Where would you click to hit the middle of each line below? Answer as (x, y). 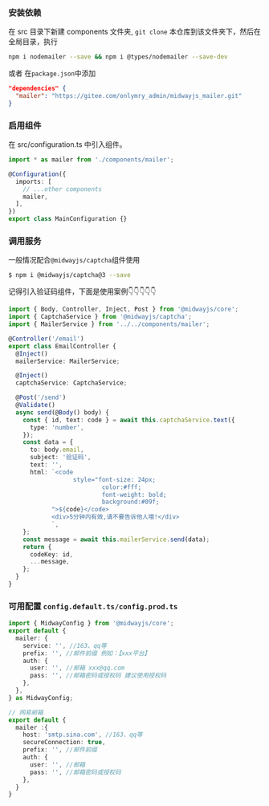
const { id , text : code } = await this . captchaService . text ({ (129, 420)
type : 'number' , (57, 427)
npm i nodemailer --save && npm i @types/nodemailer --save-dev (118, 57)
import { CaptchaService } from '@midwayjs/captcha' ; (100, 317)
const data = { (48, 442)
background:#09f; (130, 502)
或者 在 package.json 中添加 (52, 73)
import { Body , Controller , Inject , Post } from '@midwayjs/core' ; (124, 309)
